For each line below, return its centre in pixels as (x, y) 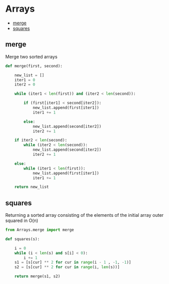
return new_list (32, 187)
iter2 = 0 (25, 84)
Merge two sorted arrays (31, 56)
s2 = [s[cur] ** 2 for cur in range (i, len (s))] (67, 267)
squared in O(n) (22, 221)
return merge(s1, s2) (37, 276)
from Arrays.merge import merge (40, 230)
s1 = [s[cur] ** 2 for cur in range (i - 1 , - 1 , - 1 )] (73, 263)
